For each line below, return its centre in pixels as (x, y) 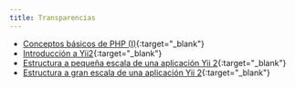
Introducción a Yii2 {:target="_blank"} (92, 53)
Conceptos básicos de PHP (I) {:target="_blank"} (114, 43)
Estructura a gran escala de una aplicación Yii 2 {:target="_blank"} (147, 72)
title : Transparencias (53, 18)
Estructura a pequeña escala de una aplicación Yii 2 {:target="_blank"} (154, 63)
